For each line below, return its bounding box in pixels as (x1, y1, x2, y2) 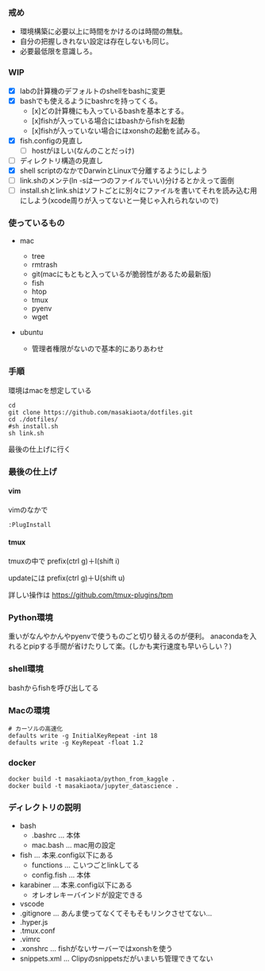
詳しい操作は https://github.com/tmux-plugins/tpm (8, 591, 174, 600)
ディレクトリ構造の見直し (19, 155, 103, 165)
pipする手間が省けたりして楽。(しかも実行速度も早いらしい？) (29, 641, 232, 651)
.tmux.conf (19, 926, 56, 935)
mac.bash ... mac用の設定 (31, 840, 117, 849)
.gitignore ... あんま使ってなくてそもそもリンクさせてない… (19, 908, 213, 918)
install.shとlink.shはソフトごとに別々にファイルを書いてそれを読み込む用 (19, 185, 258, 196)
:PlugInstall (8, 521, 52, 528)
